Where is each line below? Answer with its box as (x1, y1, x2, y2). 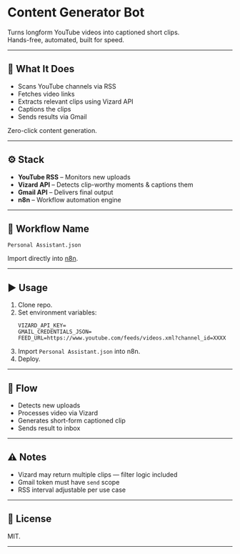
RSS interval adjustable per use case (17, 485, 126, 494)
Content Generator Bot (7, 4, 145, 21)
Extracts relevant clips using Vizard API (17, 97, 134, 106)
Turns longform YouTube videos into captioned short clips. (7, 28, 180, 36)
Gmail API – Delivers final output (17, 187, 114, 197)
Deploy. (17, 355, 41, 363)
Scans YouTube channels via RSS (17, 81, 116, 90)
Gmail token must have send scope (17, 478, 120, 486)
